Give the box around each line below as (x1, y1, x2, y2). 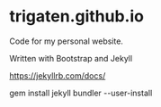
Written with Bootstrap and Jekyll (9, 53, 133, 63)
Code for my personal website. (9, 36, 124, 46)
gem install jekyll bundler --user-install (9, 87, 153, 98)
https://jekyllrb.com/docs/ (9, 70, 106, 81)
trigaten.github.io (9, 6, 144, 27)
